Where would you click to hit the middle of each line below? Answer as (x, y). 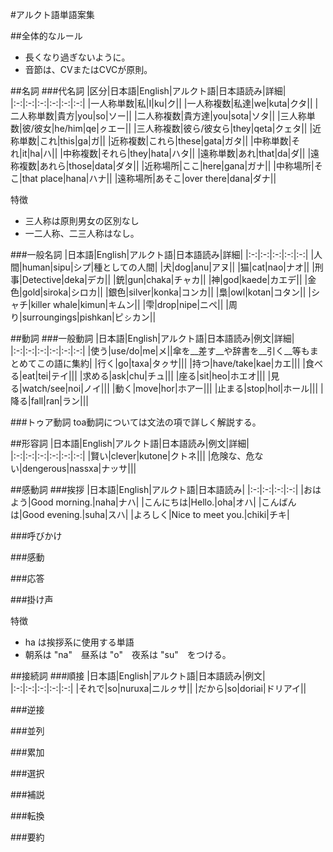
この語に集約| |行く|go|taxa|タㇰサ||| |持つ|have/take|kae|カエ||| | (171, 363)
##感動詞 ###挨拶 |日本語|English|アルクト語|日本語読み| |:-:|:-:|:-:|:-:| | (157, 489)
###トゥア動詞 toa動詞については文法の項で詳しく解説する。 (136, 422)
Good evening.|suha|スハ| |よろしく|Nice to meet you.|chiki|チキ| (155, 514)
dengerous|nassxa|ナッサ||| (79, 468)
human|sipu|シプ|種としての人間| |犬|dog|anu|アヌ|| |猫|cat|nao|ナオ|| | (168, 267)
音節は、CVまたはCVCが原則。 (88, 69)
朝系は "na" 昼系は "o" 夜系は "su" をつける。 (128, 654)
